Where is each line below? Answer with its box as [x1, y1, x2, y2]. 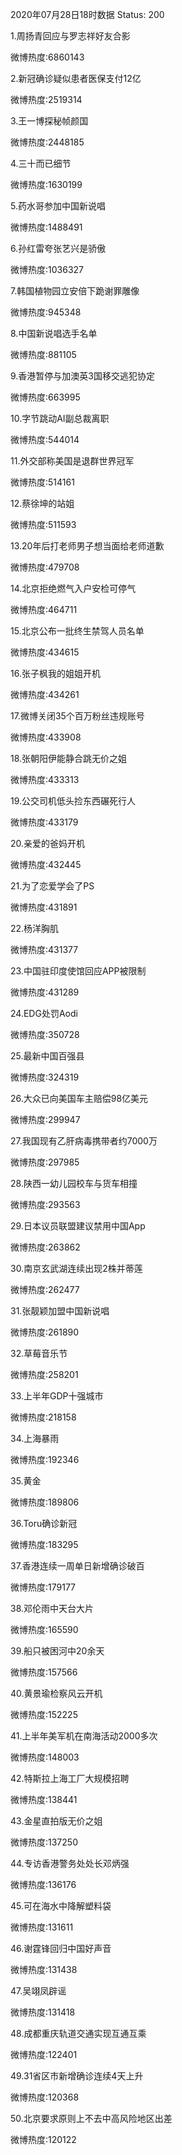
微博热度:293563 [10, 1199, 81, 1210]
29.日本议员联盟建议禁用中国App [10, 1220, 146, 1232]
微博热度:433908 [10, 731, 82, 743]
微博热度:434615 [10, 646, 80, 658]
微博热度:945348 [10, 306, 82, 318]
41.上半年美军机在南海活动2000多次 [10, 1730, 158, 1742]
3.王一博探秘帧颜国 [10, 115, 89, 127]
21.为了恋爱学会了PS [10, 880, 95, 892]
